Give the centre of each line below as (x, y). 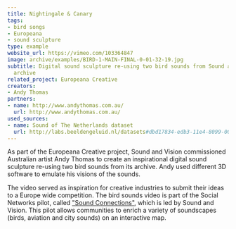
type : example (28, 47)
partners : (22, 99)
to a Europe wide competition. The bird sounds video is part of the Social (113, 195)
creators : (22, 86)
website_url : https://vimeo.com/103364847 (70, 54)
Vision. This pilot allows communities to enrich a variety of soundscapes (112, 210)
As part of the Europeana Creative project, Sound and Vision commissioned (117, 151)
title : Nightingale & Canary (50, 14)
